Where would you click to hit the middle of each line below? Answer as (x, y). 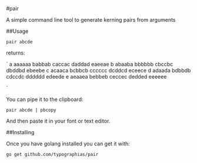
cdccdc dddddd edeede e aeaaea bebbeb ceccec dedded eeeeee (86, 77)
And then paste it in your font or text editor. (58, 121)
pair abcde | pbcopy (31, 110)
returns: (16, 53)
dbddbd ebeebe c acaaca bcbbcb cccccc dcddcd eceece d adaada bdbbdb (98, 70)
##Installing (20, 132)
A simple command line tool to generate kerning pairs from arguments (91, 20)
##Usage (17, 31)
